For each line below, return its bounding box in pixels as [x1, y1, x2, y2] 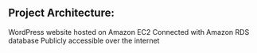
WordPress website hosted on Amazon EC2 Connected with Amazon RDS [8, 27, 250, 36]
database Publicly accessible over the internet [8, 36, 160, 45]
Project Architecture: [8, 6, 115, 20]
